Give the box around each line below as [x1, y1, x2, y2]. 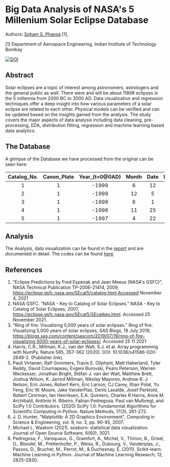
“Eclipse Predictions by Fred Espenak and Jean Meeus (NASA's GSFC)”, [12, 279, 163, 285]
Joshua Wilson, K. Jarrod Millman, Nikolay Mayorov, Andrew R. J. [12, 376, 149, 382]
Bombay [5, 46, 23, 52]
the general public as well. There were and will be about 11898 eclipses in [5, 90, 158, 96]
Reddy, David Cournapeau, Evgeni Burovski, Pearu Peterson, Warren [12, 365, 156, 372]
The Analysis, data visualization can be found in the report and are [5, 245, 144, 252]
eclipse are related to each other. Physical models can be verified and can [5, 106, 160, 112]
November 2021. [12, 317, 48, 323]
